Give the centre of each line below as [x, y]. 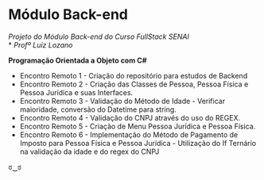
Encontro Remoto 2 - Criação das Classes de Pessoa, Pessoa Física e [134, 84]
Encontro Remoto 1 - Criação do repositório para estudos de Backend [134, 75]
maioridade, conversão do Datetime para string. [98, 109]
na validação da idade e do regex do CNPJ [89, 151]
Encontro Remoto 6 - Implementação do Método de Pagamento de [129, 134]
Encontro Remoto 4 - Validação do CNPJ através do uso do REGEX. [130, 117]
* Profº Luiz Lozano [41, 44]
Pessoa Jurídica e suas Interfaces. [76, 92]
